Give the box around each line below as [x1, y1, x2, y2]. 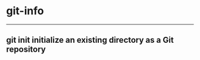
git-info [6, 4, 44, 18]
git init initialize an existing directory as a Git [6, 35, 174, 45]
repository [6, 45, 46, 55]
